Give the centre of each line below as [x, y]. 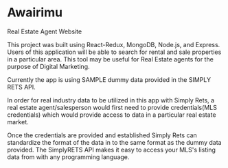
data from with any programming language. [68, 157]
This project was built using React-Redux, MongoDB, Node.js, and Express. [114, 44]
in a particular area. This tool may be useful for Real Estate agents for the [111, 59]
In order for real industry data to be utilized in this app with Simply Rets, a [111, 100]
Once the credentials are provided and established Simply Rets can [102, 135]
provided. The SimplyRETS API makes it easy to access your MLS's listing [112, 150]
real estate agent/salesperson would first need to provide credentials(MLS [112, 107]
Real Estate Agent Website [45, 31]
